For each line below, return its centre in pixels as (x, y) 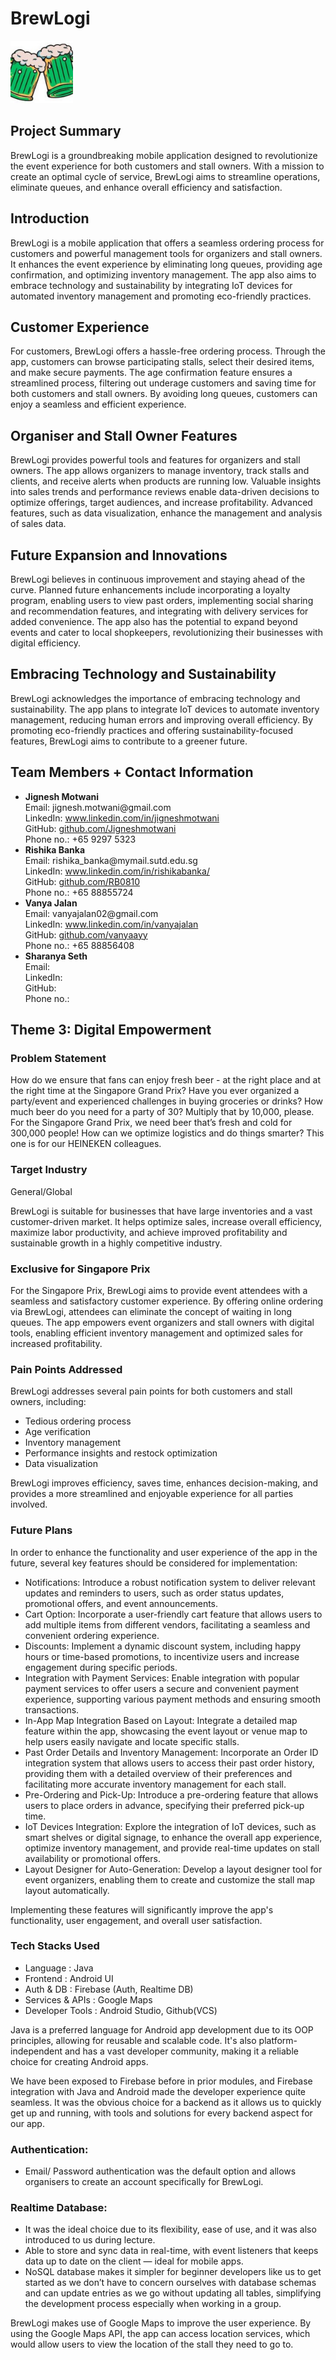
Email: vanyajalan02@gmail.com (91, 913)
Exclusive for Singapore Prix (80, 1269)
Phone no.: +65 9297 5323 (80, 839)
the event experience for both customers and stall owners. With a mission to (167, 166)
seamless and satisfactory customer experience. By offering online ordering (167, 1301)
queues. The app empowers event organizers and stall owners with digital (162, 1322)
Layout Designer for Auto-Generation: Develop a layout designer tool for (173, 1869)
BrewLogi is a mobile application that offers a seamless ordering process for (167, 243)
